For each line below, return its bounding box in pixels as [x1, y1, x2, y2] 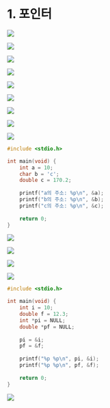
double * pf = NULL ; [19, 324, 75, 330]
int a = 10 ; [19, 164, 53, 171]
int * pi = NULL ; [19, 317, 66, 324]
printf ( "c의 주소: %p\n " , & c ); [19, 202, 105, 209]
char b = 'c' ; [19, 170, 59, 177]
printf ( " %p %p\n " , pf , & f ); [19, 362, 99, 369]
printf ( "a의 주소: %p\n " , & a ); [19, 190, 105, 196]
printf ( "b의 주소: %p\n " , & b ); [19, 196, 105, 203]
